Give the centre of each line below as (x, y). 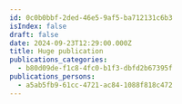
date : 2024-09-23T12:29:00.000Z (71, 43)
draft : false (34, 34)
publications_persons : (52, 77)
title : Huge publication (56, 52)
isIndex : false (38, 26)
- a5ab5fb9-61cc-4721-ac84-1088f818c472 (95, 85)
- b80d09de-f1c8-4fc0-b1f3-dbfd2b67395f (95, 69)
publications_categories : (58, 60)
